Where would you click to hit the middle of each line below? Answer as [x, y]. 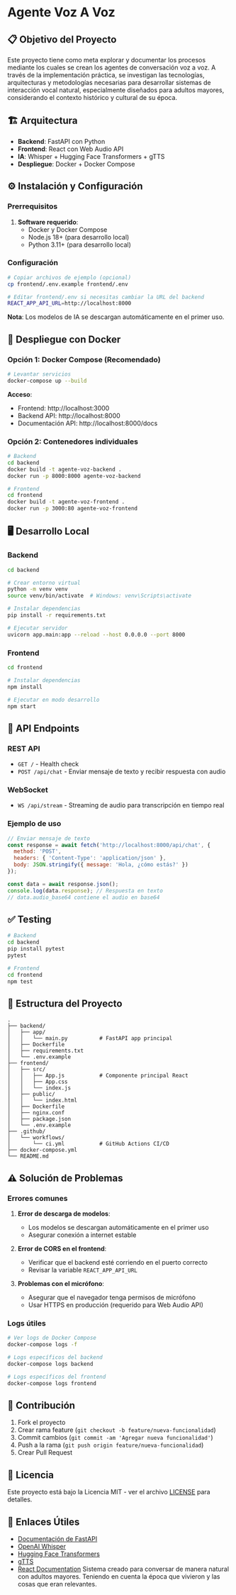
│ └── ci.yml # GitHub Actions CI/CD [89, 1144]
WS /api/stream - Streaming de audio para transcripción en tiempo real [121, 805]
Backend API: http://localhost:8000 [69, 415]
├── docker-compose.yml [43, 1150]
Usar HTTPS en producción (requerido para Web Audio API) [116, 1304]
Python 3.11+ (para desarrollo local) [79, 245]
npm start [22, 706]
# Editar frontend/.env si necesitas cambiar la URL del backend [106, 297]
